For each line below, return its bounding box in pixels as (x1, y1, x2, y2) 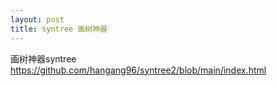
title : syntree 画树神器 (10, 24, 108, 34)
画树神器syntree (10, 52, 77, 65)
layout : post (10, 14, 65, 25)
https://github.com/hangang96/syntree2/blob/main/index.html (10, 64, 267, 76)
